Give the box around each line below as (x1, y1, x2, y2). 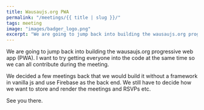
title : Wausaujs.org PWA (6, 8, 69, 15)
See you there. (6, 97, 43, 105)
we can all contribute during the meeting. (6, 61, 109, 68)
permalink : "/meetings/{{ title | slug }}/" (6, 15, 121, 21)
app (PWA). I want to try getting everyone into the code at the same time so (6, 54, 195, 62)
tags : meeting (6, 20, 42, 26)
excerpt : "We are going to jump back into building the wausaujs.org (6, 31, 186, 37)
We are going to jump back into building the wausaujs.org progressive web (6, 48, 194, 55)
